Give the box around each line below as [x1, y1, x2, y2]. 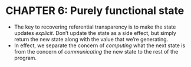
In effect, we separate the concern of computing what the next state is [14, 42, 186, 49]
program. [14, 54, 37, 61]
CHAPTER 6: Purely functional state [5, 4, 185, 17]
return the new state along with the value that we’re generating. [14, 36, 169, 43]
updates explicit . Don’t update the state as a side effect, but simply [14, 29, 176, 36]
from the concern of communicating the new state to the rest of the [14, 48, 179, 55]
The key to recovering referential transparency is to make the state [14, 23, 176, 30]
